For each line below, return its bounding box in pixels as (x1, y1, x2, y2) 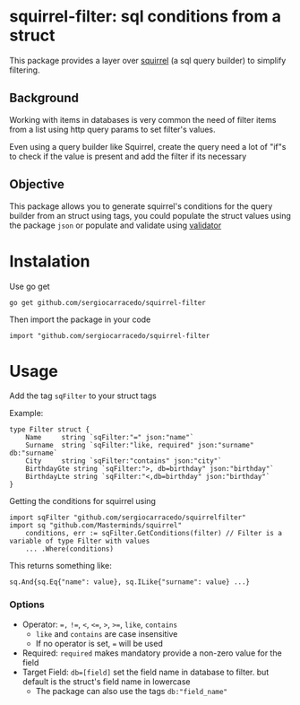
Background (9, 91, 79, 106)
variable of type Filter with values (9, 536, 150, 546)
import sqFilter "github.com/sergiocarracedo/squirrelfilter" (9, 513, 246, 522)
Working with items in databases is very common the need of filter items (9, 114, 277, 125)
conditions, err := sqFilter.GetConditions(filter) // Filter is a (25, 529, 282, 538)
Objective (9, 177, 65, 192)
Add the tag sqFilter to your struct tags (9, 390, 157, 401)
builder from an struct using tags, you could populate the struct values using (9, 210, 291, 221)
